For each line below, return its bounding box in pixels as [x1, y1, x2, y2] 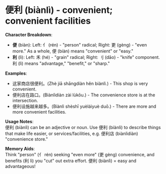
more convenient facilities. [12, 109, 66, 115]
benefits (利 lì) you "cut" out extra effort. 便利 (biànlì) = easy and [5, 158, 137, 164]
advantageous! [5, 163, 36, 169]
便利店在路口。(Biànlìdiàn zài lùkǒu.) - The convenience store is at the [12, 92, 155, 98]
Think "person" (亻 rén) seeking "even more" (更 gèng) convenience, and [5, 151, 155, 157]
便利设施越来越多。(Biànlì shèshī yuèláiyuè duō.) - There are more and [12, 103, 157, 109]
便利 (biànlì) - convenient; [5, 4, 113, 16]
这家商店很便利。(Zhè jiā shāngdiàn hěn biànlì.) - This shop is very [12, 80, 148, 87]
